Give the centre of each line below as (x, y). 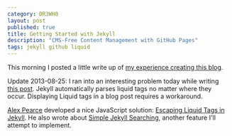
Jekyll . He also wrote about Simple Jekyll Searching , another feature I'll (112, 117)
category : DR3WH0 (33, 14)
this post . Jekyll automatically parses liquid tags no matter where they (110, 89)
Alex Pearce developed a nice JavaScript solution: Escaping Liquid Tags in (116, 110)
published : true (31, 27)
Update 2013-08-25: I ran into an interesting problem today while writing (113, 81)
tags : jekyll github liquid (49, 47)
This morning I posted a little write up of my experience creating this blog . (115, 67)
